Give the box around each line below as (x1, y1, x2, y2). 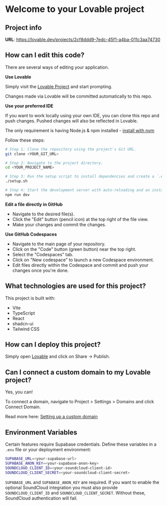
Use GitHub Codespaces (5, 231, 57, 237)
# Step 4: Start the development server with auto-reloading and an (5, 188, 150, 193)
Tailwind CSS (12, 326, 40, 332)
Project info (5, 23, 42, 32)
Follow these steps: (5, 137, 45, 143)
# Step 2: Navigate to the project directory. (5, 161, 103, 166)
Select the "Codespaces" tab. (12, 251, 74, 257)
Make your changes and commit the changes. (12, 221, 106, 227)
